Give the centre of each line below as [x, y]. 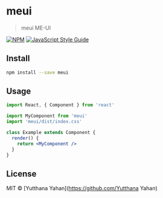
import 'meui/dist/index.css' [44, 122]
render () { [25, 138]
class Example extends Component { [51, 133]
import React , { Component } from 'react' [60, 105]
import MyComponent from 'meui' [47, 116]
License [21, 174]
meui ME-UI [36, 28]
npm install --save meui [37, 72]
